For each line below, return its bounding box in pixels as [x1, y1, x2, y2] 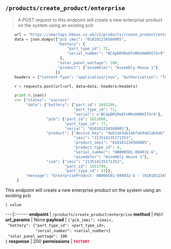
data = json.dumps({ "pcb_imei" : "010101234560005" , [14, 37, 126, 42]
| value [5, 202, 22, 208]
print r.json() [14, 93, 47, 98]
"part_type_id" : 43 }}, [64, 168, 113, 174]
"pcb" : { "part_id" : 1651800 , [46, 116, 108, 121]
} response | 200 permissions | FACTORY [5, 238, 90, 244]
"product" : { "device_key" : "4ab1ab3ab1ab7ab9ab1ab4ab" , [46, 131, 167, 136]
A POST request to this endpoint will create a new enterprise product [17, 17, 163, 23]
